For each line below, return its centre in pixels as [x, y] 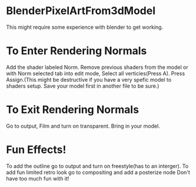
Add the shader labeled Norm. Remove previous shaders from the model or [97, 67]
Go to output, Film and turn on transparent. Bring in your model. [83, 126]
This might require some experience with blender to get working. [85, 27]
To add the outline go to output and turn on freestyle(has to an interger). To [97, 166]
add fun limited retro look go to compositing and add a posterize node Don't [98, 172]
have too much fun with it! [38, 178]
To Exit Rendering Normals [73, 110]
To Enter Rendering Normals [77, 51]
